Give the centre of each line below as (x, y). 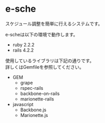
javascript (23, 104)
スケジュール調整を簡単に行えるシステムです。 (54, 23)
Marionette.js (34, 115)
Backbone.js (33, 110)
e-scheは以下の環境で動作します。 (42, 34)
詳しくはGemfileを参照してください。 (45, 67)
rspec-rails (32, 88)
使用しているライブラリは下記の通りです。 (50, 60)
